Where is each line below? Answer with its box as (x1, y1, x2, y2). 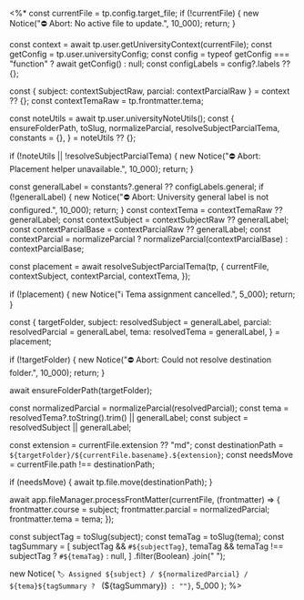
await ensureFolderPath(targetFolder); (9, 385, 153, 395)
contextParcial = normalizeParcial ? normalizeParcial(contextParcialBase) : (9, 234, 289, 244)
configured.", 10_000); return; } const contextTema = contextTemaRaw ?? (9, 205, 284, 215)
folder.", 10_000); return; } (9, 368, 106, 378)
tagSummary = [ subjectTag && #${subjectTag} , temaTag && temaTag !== (9, 541, 284, 552)
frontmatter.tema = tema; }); (9, 514, 115, 524)
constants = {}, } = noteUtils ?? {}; (9, 132, 137, 143)
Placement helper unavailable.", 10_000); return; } (9, 164, 194, 174)
